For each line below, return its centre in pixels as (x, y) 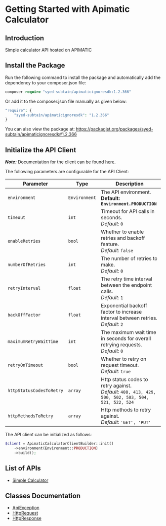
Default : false (117, 251)
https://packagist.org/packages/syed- (115, 129)
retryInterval (24, 288)
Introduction (25, 38)
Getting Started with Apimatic (67, 9)
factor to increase (122, 312)
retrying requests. (122, 345)
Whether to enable (123, 232)
